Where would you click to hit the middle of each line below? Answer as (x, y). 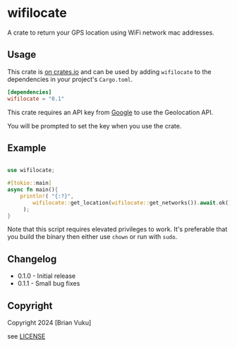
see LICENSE (26, 336)
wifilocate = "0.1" (36, 99)
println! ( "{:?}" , (47, 196)
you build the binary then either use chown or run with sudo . (92, 237)
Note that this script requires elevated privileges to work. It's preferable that (117, 229)
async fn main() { (33, 190)
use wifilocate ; (31, 171)
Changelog (32, 259)
